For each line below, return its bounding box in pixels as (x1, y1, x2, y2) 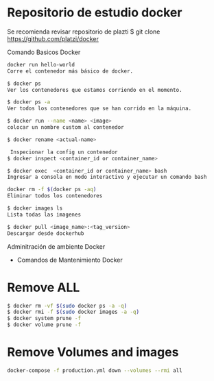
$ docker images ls (7, 205, 63, 212)
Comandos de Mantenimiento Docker (16, 256, 123, 264)
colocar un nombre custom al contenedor (7, 124, 125, 131)
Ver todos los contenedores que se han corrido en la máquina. (7, 105, 192, 112)
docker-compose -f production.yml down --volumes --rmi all (7, 367, 183, 374)
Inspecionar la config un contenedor (10, 149, 118, 156)
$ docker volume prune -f (7, 321, 81, 328)
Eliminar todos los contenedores (7, 193, 103, 199)
